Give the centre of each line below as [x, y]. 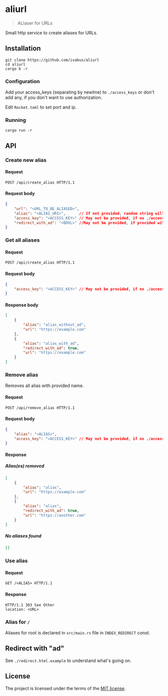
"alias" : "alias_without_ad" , [54, 325]
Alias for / [17, 622]
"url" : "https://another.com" [54, 515]
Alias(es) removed [25, 466]
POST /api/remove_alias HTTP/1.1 [40, 408]
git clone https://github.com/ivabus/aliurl [52, 60]
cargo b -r [16, 68]
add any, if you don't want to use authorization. [54, 97]
